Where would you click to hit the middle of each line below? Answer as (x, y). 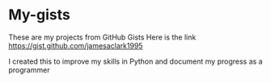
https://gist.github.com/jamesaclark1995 (76, 45)
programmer (29, 69)
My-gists (39, 15)
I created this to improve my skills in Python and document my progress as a (135, 61)
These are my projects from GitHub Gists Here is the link (102, 37)
